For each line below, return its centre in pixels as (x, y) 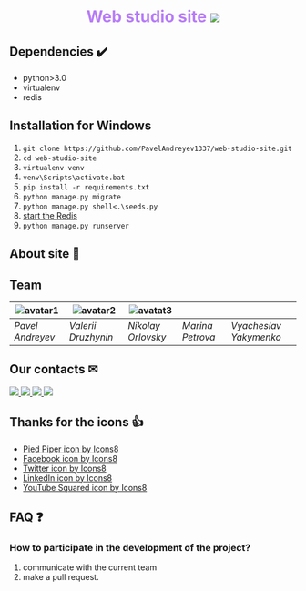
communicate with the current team (90, 567)
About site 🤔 (45, 254)
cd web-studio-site (60, 158)
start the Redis (50, 215)
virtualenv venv (53, 168)
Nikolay (144, 326)
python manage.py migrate (71, 197)
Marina (197, 326)
